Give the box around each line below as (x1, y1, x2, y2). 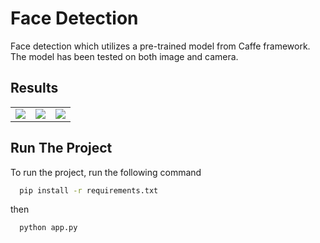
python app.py (19, 223, 78, 233)
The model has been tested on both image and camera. (10, 50, 239, 62)
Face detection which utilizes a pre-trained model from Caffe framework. (10, 40, 311, 52)
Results (10, 80, 59, 97)
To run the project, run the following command (10, 166, 202, 178)
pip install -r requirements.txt (19, 185, 159, 196)
